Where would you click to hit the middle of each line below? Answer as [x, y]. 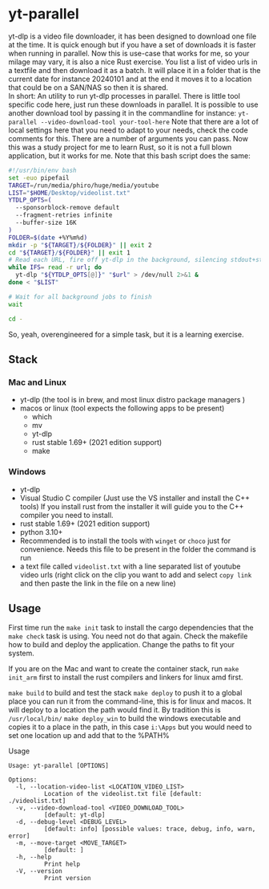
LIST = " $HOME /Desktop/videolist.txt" [69, 193]
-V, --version [39, 871]
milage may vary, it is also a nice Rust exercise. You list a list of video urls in [133, 62]
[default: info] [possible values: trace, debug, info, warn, [150, 829]
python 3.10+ [41, 532]
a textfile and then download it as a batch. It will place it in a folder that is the [134, 70]
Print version [67, 879]
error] [19, 836]
